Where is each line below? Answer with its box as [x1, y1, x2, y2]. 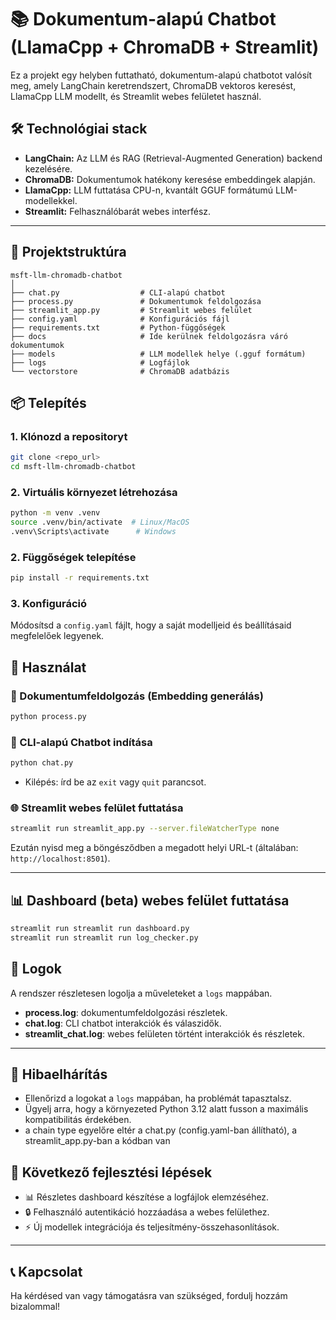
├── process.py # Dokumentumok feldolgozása [10, 296, 262, 306]
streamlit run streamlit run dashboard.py [10, 924, 190, 934]
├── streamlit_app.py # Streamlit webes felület [10, 305, 253, 315]
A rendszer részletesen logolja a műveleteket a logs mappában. [10, 987, 273, 999]
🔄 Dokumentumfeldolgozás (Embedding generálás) [10, 689, 264, 703]
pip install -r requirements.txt [10, 573, 150, 583]
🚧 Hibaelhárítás [10, 1066, 108, 1083]
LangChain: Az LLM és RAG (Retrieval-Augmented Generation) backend [24, 152, 323, 164]
